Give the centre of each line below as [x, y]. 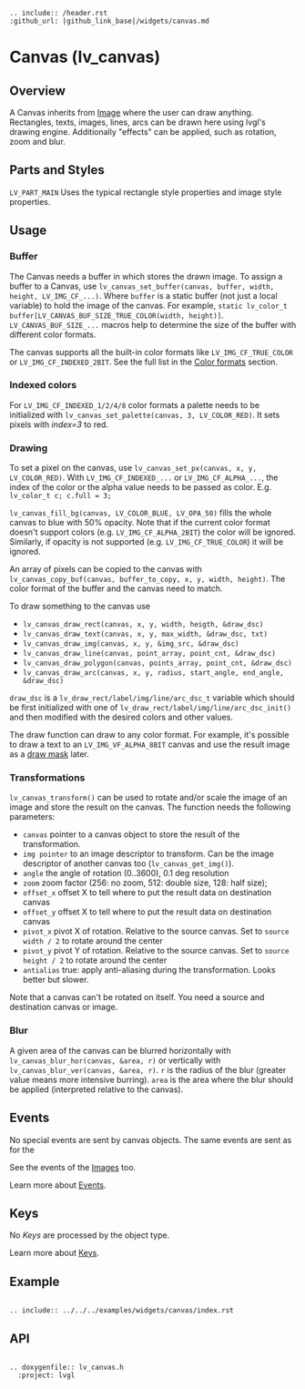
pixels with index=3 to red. [59, 424]
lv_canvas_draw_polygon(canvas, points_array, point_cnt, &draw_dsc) [158, 664]
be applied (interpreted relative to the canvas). [97, 1089]
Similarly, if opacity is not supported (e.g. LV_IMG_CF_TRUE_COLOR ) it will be [147, 542]
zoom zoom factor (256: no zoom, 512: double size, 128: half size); [145, 883]
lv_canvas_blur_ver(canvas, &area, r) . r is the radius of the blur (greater [148, 1069]
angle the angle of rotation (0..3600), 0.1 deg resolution [126, 873]
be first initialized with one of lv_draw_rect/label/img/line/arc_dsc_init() [150, 708]
